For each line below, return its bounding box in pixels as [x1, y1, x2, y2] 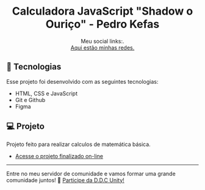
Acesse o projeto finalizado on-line [15, 152, 104, 159]
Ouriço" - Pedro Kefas [45, 17, 160, 31]
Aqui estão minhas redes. [70, 44, 135, 51]
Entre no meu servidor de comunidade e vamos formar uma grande [6, 170, 176, 177]
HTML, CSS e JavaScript [15, 90, 78, 97]
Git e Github [15, 96, 46, 103]
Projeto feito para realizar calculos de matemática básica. [6, 141, 151, 148]
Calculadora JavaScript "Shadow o [12, 4, 193, 18]
